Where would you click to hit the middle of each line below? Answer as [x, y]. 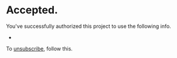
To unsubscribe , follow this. [40, 48]
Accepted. [32, 10]
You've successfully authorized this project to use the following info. [88, 26]
